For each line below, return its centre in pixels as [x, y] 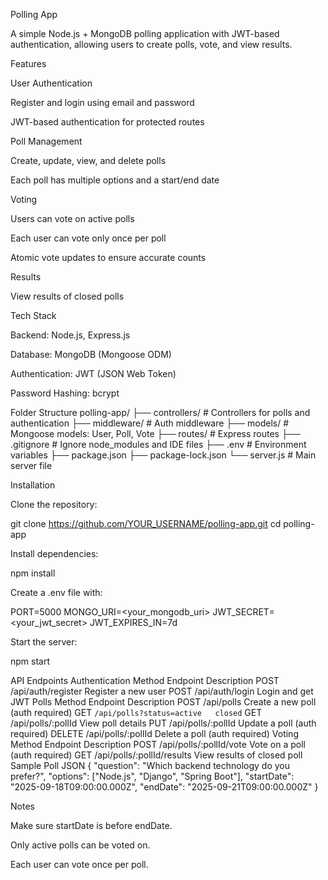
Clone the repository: [54, 504]
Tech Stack [33, 315]
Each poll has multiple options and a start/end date [115, 180]
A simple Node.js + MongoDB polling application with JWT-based [145, 33]
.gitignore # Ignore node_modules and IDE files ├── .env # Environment [158, 444]
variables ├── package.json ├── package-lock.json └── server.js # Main [163, 455]
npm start [30, 661]
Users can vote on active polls [72, 218]
